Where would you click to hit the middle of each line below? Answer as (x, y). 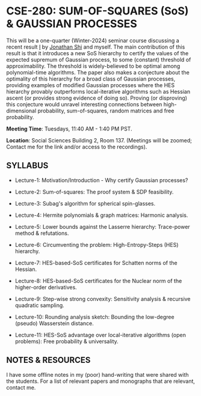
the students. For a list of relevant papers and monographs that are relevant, (101, 381)
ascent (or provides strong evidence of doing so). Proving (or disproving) (97, 98)
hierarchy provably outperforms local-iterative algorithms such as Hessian (98, 91)
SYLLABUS (27, 166)
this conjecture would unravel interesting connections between (84, 104)
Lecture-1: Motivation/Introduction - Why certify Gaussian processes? (101, 180)
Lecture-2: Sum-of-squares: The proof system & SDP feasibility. (94, 192)
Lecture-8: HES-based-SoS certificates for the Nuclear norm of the (98, 281)
